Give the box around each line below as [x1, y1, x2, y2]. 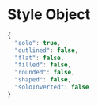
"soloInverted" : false [14, 83, 89, 92]
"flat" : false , [14, 54, 65, 62]
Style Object [7, 6, 91, 24]
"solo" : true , [14, 39, 61, 47]
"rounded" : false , [14, 69, 76, 77]
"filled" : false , [14, 61, 72, 69]
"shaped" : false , [14, 76, 72, 84]
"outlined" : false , [14, 46, 79, 55]
